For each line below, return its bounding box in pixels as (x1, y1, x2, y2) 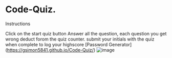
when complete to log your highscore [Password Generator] (5, 41, 132, 47)
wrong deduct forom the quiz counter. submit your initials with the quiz (5, 36, 155, 42)
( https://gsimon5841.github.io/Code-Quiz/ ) (5, 47, 96, 53)
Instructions (5, 21, 31, 27)
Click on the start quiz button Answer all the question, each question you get (5, 30, 167, 36)
